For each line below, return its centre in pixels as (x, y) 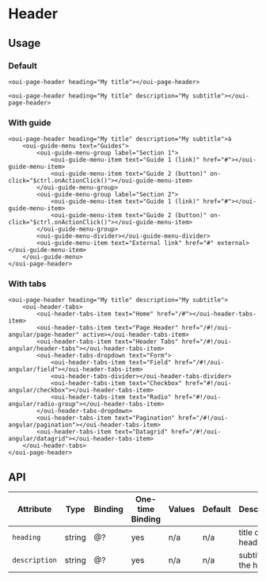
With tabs (27, 284)
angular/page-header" (44, 335)
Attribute (34, 510)
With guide (30, 122)
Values (182, 510)
